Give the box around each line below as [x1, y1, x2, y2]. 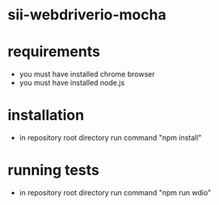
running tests [7, 161, 100, 179]
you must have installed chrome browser [19, 69, 155, 79]
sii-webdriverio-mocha [7, 6, 166, 24]
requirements [7, 43, 100, 61]
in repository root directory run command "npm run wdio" [19, 188, 212, 197]
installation [7, 107, 85, 124]
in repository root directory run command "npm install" [19, 133, 202, 143]
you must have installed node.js [19, 78, 125, 88]
